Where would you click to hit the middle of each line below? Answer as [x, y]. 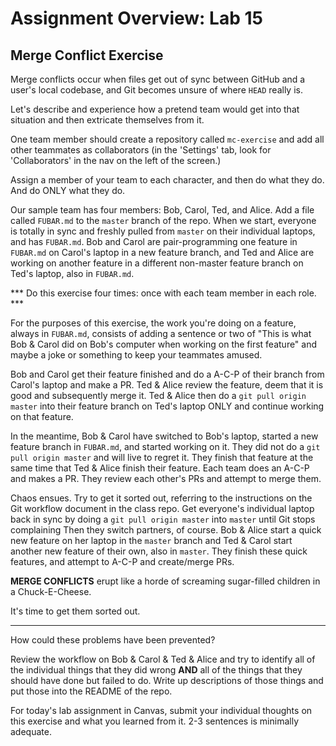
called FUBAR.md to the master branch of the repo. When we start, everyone [163, 220]
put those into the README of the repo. [91, 691]
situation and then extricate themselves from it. [107, 120]
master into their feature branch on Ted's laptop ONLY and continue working [167, 406]
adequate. [31, 731]
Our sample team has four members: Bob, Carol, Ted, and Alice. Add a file [162, 210]
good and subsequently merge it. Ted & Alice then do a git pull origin [158, 395]
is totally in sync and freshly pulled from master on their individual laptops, [163, 231]
